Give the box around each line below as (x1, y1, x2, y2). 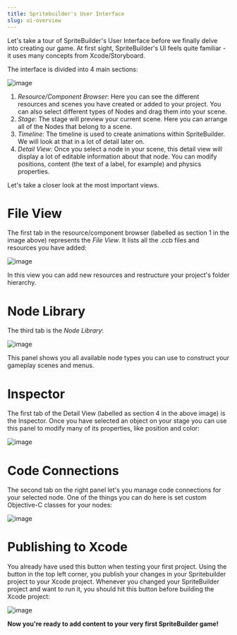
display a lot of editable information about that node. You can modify (17, 152, 217, 161)
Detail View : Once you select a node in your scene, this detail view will (17, 144, 222, 153)
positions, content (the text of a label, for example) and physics (17, 159, 202, 168)
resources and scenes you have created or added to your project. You (17, 99, 221, 108)
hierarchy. (7, 278, 37, 287)
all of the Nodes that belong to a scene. (17, 122, 133, 130)
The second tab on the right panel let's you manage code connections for (7, 486, 221, 494)
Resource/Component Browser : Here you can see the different (17, 92, 200, 101)
